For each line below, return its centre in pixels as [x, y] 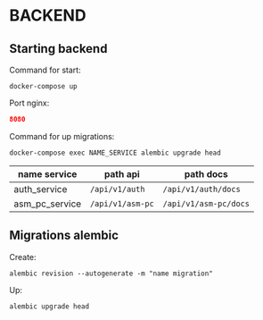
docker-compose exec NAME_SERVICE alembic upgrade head [115, 153]
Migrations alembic [64, 236]
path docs [206, 173]
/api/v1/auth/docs [201, 189]
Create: [23, 257]
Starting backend [58, 49]
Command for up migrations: [62, 136]
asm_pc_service [48, 204]
